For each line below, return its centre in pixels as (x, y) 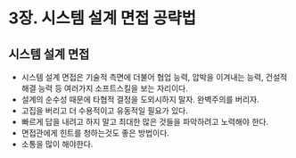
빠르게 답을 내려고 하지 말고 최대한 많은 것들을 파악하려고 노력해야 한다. (145, 122)
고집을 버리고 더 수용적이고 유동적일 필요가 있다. (104, 111)
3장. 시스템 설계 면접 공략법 (103, 18)
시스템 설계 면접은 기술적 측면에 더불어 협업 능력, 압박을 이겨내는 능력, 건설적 (154, 77)
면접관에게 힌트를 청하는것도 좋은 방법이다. (95, 133)
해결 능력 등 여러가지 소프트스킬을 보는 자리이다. (104, 88)
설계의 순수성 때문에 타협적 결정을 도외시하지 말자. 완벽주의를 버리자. (140, 100)
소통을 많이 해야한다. (57, 144)
